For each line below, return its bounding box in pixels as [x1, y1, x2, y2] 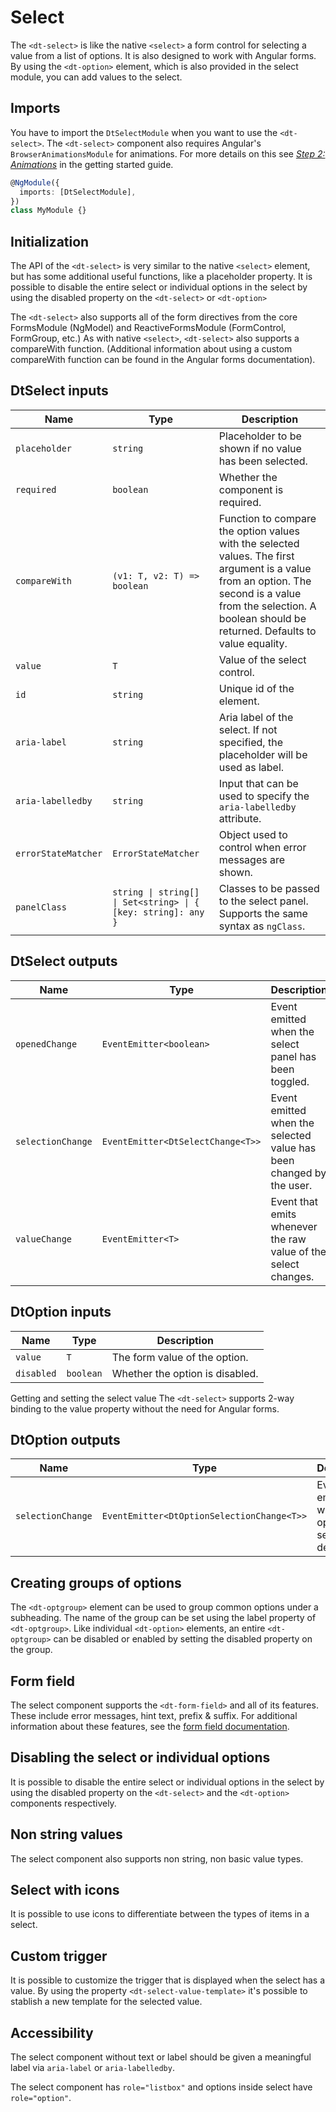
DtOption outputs [10, 1431, 121, 1448]
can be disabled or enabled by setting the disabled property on [53, 1633, 313, 1645]
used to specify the [218, 789, 310, 803]
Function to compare [218, 511, 317, 525]
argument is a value [218, 561, 312, 575]
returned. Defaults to [218, 624, 317, 638]
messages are [218, 852, 286, 866]
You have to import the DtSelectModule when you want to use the [10, 126, 278, 138]
